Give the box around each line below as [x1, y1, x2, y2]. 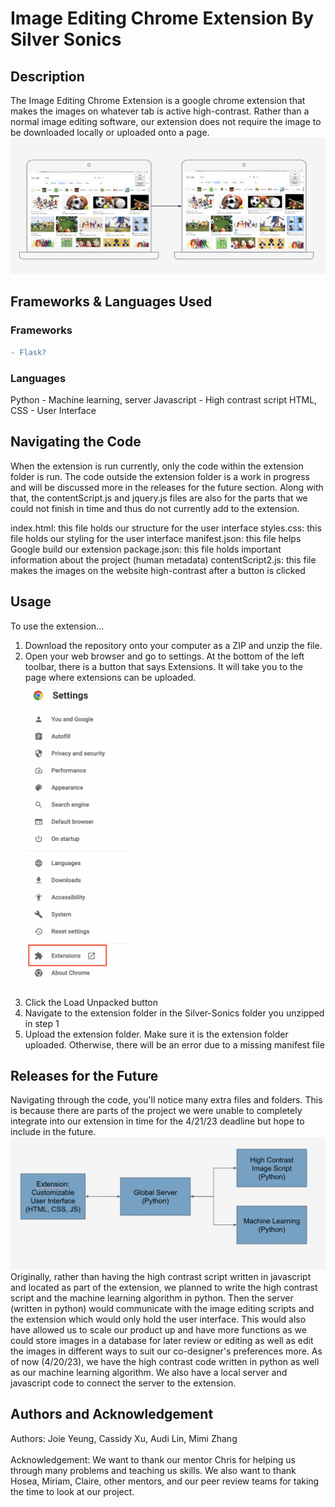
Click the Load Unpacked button [24, 996, 159, 1008]
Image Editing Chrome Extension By [10, 7, 315, 30]
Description [10, 68, 85, 85]
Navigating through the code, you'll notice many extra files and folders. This [10, 1094, 323, 1106]
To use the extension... [10, 620, 105, 632]
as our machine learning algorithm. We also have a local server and [10, 1366, 288, 1378]
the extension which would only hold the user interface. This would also [10, 1313, 307, 1325]
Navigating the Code [10, 433, 142, 451]
